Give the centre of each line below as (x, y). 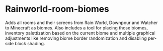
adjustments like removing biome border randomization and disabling (76, 38)
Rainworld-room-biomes (57, 9)
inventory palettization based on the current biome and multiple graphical (80, 33)
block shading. (30, 43)
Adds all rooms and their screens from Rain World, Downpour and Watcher (81, 23)
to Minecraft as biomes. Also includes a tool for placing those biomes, (77, 27)
